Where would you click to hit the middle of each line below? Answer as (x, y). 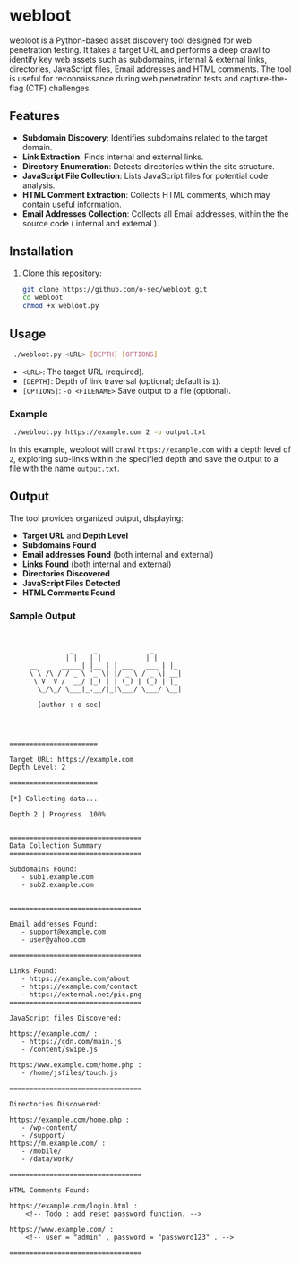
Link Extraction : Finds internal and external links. (113, 157)
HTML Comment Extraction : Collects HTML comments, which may (146, 194)
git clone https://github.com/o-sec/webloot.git (115, 289)
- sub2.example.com (57, 885)
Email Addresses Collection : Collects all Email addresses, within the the (155, 214)
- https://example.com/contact (80, 987)
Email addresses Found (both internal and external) (118, 554)
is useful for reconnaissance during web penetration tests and (124, 78)
